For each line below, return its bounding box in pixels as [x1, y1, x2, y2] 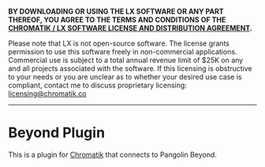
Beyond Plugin [8, 124, 105, 142]
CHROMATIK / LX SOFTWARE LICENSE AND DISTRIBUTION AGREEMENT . [8, 24, 252, 32]
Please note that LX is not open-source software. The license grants [8, 39, 230, 48]
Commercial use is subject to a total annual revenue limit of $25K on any [8, 55, 244, 65]
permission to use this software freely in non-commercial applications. [8, 47, 237, 56]
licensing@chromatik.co [8, 89, 87, 98]
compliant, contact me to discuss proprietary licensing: [8, 80, 188, 90]
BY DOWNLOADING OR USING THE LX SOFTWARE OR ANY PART [8, 7, 224, 16]
